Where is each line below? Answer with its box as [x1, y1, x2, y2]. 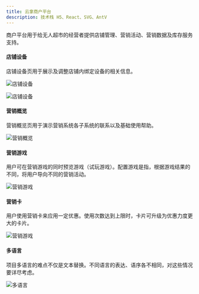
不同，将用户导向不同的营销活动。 [6, 171, 89, 178]
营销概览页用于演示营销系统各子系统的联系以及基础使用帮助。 [6, 122, 157, 129]
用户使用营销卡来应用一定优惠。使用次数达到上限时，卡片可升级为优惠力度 [6, 212, 188, 219]
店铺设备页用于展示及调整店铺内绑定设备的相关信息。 [6, 68, 136, 75]
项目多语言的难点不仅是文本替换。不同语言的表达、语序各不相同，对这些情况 [6, 261, 193, 269]
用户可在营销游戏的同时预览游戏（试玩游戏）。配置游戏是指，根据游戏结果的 [6, 164, 191, 171]
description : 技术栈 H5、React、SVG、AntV [6, 14, 107, 20]
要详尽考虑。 [6, 269, 37, 276]
